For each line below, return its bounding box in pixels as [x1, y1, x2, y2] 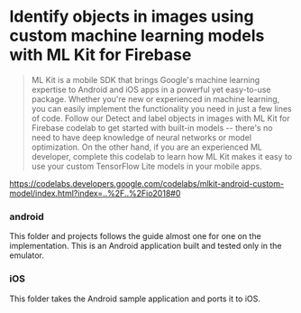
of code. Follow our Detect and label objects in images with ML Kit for [31, 113, 290, 124]
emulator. [9, 250, 45, 261]
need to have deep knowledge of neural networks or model [31, 132, 252, 143]
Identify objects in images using [9, 6, 254, 27]
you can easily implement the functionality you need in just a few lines [31, 103, 292, 114]
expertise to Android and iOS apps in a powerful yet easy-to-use [31, 84, 272, 95]
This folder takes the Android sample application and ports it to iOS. [9, 293, 261, 304]
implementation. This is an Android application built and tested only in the [9, 241, 282, 252]
